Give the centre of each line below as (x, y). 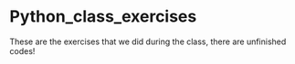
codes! (22, 50)
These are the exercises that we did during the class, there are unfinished (148, 41)
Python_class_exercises (103, 17)
